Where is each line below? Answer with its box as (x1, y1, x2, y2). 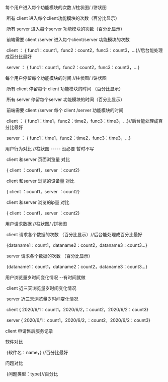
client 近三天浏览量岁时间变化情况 (6, 285, 76, 291)
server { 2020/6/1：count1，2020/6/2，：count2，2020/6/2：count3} (6, 317, 151, 323)
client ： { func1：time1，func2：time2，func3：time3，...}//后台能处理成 (6, 118, 158, 124)
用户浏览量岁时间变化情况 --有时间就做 (5, 275, 86, 280)
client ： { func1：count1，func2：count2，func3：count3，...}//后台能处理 (6, 47, 163, 53)
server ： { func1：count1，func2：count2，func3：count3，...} (6, 65, 140, 70)
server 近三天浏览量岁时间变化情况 (6, 296, 78, 302)
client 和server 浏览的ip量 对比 (6, 199, 69, 205)
